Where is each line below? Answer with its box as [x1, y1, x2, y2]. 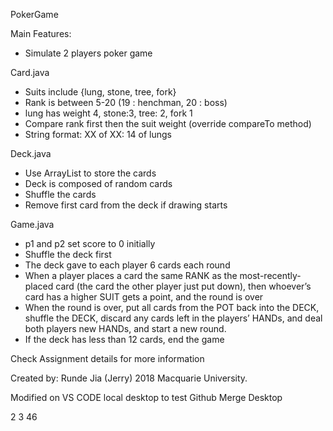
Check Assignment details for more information [10, 353, 205, 364]
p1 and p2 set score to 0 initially [24, 238, 156, 249]
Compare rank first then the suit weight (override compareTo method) [24, 118, 312, 129]
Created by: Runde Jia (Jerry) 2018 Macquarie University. [10, 372, 248, 384]
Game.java [10, 219, 55, 230]
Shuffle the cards [24, 189, 97, 200]
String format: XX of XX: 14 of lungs [24, 129, 173, 140]
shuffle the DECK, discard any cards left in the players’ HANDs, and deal [24, 312, 323, 324]
